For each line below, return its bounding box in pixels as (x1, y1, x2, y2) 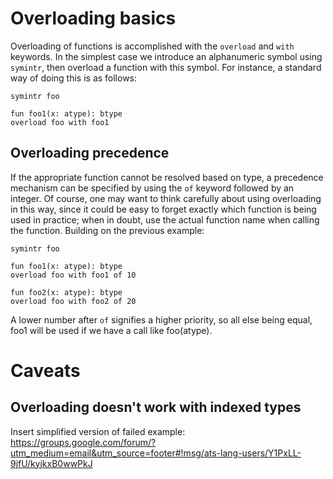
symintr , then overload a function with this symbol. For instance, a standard (10, 61, 322, 73)
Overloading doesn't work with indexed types (10, 399, 302, 416)
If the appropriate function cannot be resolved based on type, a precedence (10, 171, 324, 183)
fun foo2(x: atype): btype (10, 287, 123, 297)
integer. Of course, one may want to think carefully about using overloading (10, 192, 322, 204)
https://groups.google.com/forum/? (10, 436, 157, 448)
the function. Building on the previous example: (10, 224, 205, 236)
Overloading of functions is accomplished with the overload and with (10, 40, 295, 52)
